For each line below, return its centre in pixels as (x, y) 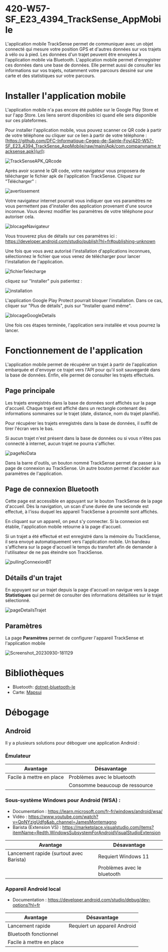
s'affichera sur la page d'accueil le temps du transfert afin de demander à (81, 547)
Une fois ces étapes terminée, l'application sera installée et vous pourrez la (83, 325)
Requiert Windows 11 (123, 856)
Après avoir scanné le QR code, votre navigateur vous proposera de (75, 170)
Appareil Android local (33, 889)
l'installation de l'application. (34, 261)
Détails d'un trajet (34, 578)
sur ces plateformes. (26, 120)
